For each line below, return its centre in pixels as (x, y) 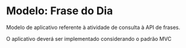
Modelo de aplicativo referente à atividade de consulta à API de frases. (93, 27)
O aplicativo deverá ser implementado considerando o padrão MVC (89, 39)
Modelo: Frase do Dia (60, 11)
